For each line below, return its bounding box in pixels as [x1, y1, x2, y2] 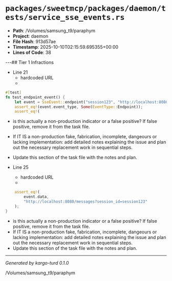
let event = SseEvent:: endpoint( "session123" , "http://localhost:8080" [14, 99, 170, 104]
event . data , [24, 194, 50, 200]
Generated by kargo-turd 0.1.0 [5, 260, 69, 266]
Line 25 [12, 164, 29, 170]
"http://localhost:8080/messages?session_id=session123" [24, 199, 147, 204]
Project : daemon [12, 33, 49, 39]
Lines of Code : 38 [12, 49, 51, 55]
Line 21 [12, 69, 28, 75]
